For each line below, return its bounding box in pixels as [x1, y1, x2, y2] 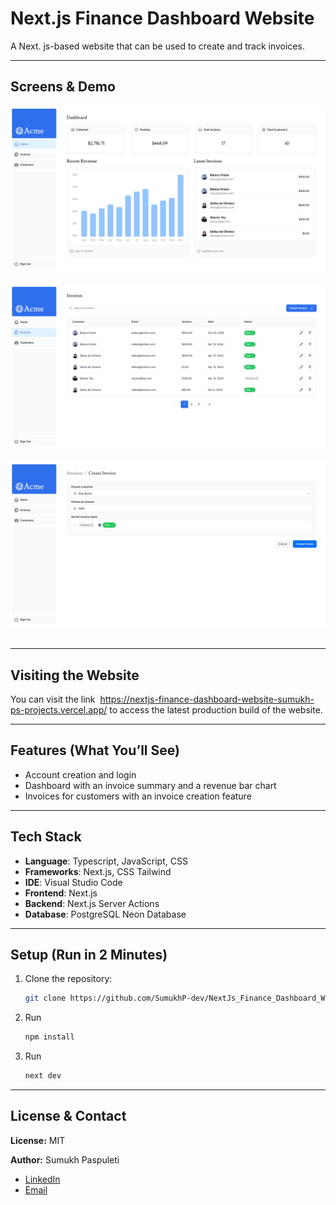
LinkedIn [24, 1173, 61, 1185]
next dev [24, 1071, 62, 1081]
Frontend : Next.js [24, 887, 98, 899]
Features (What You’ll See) [10, 742, 180, 759]
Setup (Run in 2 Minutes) [10, 946, 168, 963]
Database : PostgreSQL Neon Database [24, 908, 187, 920]
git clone [24, 993, 67, 1004]
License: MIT [10, 1134, 66, 1146]
